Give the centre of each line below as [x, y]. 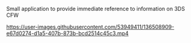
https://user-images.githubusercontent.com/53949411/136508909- [90, 27]
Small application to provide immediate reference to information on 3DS [95, 9]
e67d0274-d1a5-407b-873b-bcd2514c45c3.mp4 [68, 33]
